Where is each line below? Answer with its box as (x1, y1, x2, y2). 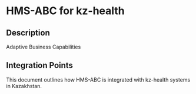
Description (6, 28, 50, 38)
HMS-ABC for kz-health (6, 4, 125, 18)
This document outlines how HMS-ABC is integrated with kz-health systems (6, 76, 191, 83)
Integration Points (6, 60, 74, 70)
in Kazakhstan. (6, 82, 42, 89)
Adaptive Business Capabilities (6, 43, 81, 50)
